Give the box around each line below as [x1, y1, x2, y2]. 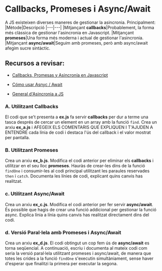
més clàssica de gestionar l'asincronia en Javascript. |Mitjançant [5, 30, 134, 35]
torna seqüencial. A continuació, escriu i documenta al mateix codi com [5, 245, 147, 251]
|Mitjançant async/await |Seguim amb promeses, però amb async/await [5, 40, 148, 46]
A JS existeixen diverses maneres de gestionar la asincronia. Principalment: [5, 19, 156, 25]
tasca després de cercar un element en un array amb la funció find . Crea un [5, 119, 157, 125]
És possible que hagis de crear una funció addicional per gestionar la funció [5, 207, 157, 212]
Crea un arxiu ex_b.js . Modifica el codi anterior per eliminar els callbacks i [5, 158, 154, 163]
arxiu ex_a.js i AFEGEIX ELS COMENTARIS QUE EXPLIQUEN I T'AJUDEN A [5, 125, 153, 130]
